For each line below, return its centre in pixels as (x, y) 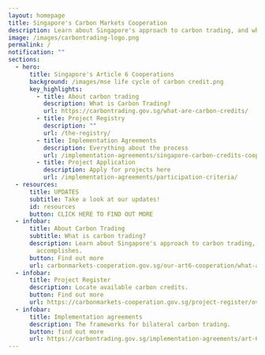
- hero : (28, 67)
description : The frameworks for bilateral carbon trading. (130, 324)
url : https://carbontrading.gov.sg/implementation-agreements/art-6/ (146, 339)
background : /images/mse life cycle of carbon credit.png (126, 81)
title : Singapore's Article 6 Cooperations (102, 74)
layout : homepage (37, 15)
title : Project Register (70, 280)
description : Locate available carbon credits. (109, 288)
